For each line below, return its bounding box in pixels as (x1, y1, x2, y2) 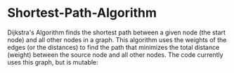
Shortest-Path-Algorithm (7, 5, 157, 21)
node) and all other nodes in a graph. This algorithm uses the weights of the (7, 35, 227, 44)
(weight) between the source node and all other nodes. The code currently (7, 51, 223, 59)
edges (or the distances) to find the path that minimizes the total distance (7, 43, 220, 51)
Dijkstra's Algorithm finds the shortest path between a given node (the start (7, 28, 226, 36)
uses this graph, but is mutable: (7, 58, 98, 66)
